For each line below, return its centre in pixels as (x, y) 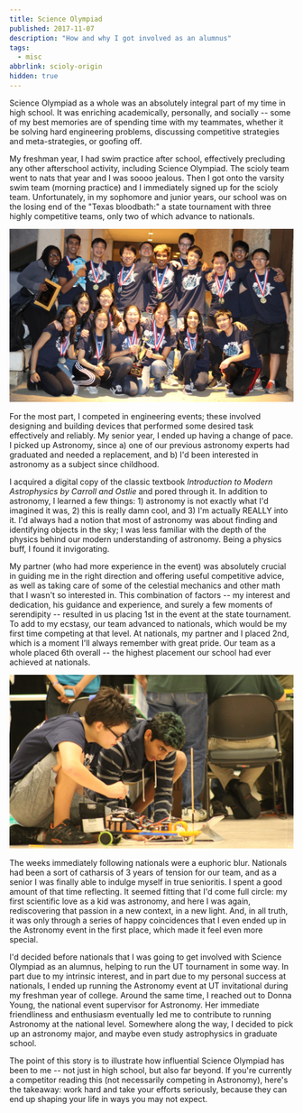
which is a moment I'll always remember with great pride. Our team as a (142, 643)
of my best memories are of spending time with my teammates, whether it (147, 122)
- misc (30, 57)
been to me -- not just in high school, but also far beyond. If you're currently (151, 1071)
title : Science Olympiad (56, 19)
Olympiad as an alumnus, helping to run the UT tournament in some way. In (149, 967)
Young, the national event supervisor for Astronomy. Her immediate (134, 1005)
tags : (19, 48)
